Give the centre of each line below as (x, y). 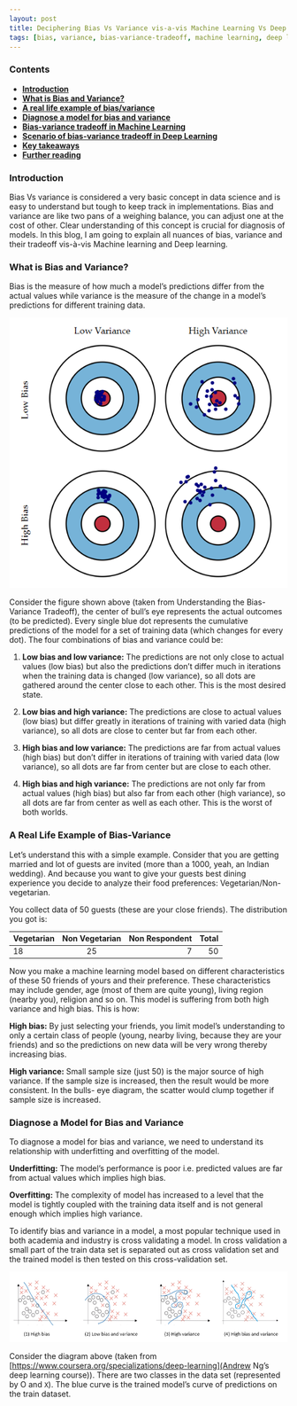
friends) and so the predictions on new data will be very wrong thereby (138, 1044)
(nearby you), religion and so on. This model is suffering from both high (139, 999)
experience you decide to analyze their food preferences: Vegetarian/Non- (145, 883)
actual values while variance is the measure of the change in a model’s (138, 296)
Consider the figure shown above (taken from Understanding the (127, 602)
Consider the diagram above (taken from (83, 1355)
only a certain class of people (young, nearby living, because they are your (145, 1035)
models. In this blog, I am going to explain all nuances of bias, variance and (146, 234)
